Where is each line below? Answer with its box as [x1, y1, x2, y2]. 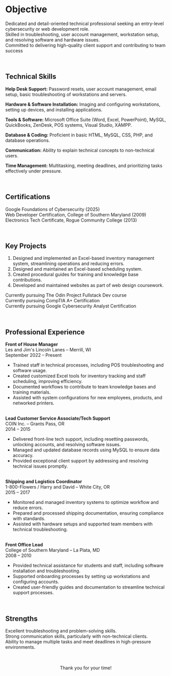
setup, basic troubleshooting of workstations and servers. [5, 91, 127, 98]
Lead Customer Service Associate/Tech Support [5, 415, 111, 422]
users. [5, 152, 19, 159]
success [5, 47, 23, 54]
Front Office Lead [5, 542, 43, 548]
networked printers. [12, 400, 55, 406]
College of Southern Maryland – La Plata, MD [5, 547, 101, 553]
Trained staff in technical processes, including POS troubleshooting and [12, 362, 164, 368]
